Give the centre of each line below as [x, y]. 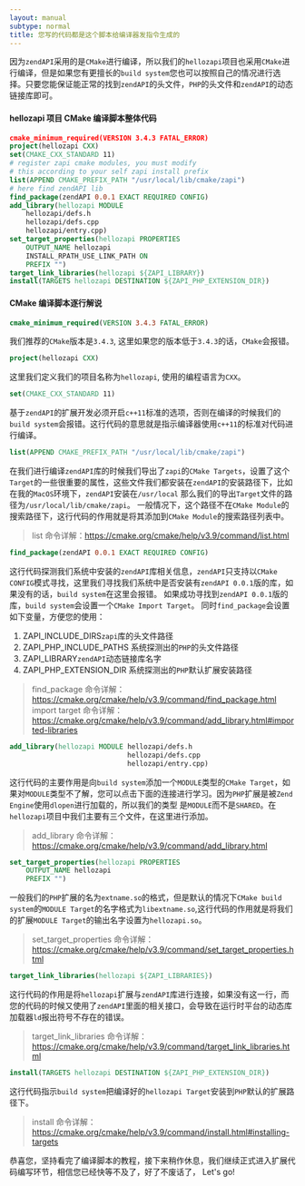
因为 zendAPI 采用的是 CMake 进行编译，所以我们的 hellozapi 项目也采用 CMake [146, 62]
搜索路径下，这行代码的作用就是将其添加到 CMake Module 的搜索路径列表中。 [149, 516]
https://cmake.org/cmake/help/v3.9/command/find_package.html [154, 699]
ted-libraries [55, 730]
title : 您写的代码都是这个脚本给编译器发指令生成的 [94, 34]
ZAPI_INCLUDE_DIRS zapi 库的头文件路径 [98, 635]
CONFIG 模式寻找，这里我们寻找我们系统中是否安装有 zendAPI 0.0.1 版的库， [148, 583]
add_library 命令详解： [74, 835]
